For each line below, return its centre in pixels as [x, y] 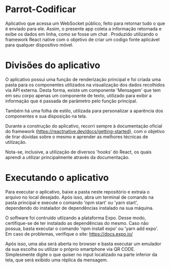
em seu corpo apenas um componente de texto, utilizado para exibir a [79, 95]
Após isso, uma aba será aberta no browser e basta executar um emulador [83, 244]
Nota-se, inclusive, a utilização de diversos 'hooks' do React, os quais [78, 152]
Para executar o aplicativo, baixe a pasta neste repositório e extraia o [77, 192]
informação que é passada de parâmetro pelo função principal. [71, 101]
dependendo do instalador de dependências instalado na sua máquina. [79, 208]
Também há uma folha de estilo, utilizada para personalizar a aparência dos [84, 110]
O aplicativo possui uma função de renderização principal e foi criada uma [83, 79]
